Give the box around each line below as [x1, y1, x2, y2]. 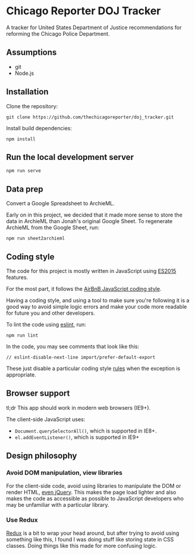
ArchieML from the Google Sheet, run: [6, 224, 100, 231]
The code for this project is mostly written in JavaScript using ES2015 [6, 268, 177, 274]
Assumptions [6, 48, 57, 58]
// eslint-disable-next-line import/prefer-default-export [6, 355, 156, 360]
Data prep [6, 184, 43, 194]
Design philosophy [6, 451, 77, 461]
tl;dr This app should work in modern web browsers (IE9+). [6, 404, 151, 411]
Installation [6, 87, 49, 97]
